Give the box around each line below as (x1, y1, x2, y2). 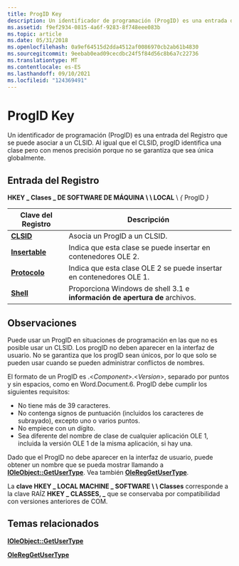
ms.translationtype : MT (7, 57, 78, 64)
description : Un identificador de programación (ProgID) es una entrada (7, 17, 228, 24)
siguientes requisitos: (7, 387, 70, 396)
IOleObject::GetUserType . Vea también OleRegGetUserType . (7, 468, 189, 476)
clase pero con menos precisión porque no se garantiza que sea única (7, 146, 214, 155)
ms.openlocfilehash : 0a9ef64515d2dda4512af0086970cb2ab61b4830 (7, 43, 199, 51)
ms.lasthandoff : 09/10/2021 (7, 70, 91, 77)
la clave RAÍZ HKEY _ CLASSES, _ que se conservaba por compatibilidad (7, 489, 221, 498)
